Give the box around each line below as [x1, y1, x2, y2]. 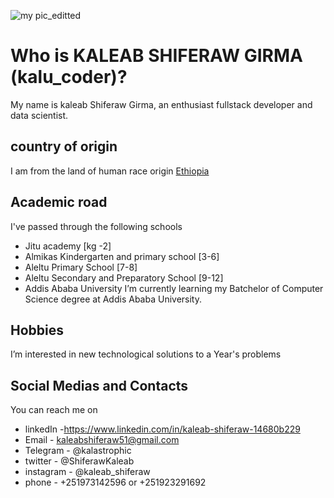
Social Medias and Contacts [10, 377, 189, 394]
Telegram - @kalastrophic [24, 445, 132, 457]
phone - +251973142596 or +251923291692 [24, 476, 207, 489]
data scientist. [10, 109, 69, 121]
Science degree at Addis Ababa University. [24, 293, 202, 305]
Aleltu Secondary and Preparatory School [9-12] [24, 271, 224, 284]
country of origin [10, 138, 118, 155]
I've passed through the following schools [10, 220, 183, 232]
